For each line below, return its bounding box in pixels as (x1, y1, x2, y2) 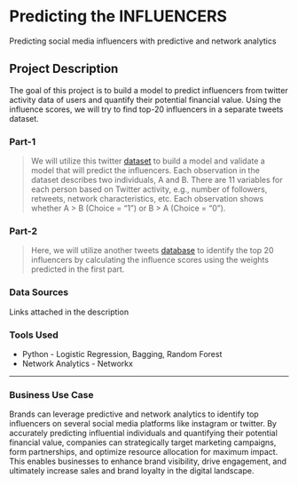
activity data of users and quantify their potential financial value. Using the (9, 94, 281, 105)
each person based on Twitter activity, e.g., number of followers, (30, 184, 268, 195)
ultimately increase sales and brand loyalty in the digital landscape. (9, 465, 255, 476)
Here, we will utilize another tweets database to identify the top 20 (30, 245, 274, 256)
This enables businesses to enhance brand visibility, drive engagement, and (9, 456, 286, 467)
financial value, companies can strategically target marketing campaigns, (9, 437, 277, 448)
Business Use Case (9, 388, 94, 401)
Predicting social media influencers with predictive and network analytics (9, 36, 277, 46)
